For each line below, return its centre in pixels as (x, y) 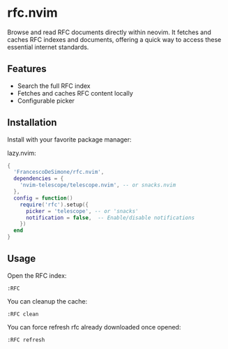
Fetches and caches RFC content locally (75, 93)
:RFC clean (23, 314)
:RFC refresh (26, 340)
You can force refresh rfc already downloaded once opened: (94, 327)
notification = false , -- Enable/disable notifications (110, 218)
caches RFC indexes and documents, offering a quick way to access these (114, 39)
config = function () (43, 198)
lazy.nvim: (22, 153)
